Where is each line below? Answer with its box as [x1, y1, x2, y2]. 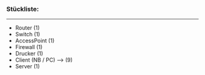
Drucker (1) [15, 50, 44, 57]
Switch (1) [15, 31, 41, 38]
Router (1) [15, 24, 40, 31]
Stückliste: [6, 5, 40, 13]
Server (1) [15, 63, 40, 70]
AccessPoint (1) [15, 37, 55, 44]
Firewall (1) [15, 44, 43, 51]
